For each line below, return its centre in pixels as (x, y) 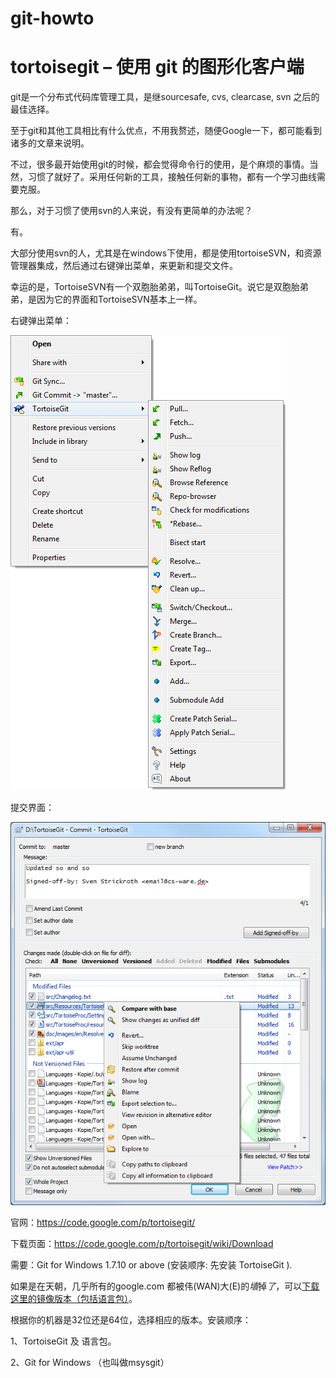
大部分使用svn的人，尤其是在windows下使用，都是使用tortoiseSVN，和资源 (166, 253)
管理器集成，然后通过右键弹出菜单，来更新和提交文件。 (124, 266)
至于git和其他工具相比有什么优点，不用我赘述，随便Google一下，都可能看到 (166, 131)
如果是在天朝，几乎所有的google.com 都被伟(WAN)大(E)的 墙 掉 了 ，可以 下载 (165, 1286)
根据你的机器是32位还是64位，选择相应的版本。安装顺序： (131, 1320)
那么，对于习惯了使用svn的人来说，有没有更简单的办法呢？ (131, 211)
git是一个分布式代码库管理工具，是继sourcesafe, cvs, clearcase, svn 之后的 (165, 97)
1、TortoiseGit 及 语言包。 (63, 1341)
